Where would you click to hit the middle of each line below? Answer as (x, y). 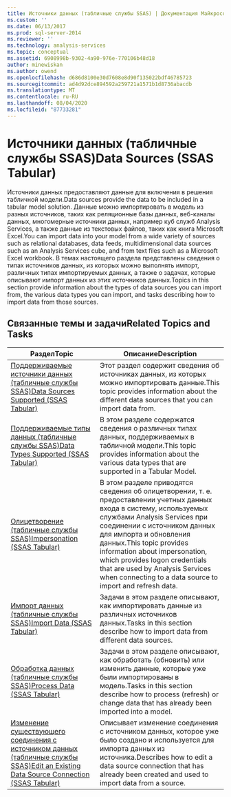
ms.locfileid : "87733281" (44, 110)
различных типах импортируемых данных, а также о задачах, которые (111, 272)
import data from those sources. (53, 302)
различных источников (138, 614)
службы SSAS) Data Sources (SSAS (111, 158)
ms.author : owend (32, 71)
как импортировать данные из (151, 605)
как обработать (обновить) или (152, 660)
